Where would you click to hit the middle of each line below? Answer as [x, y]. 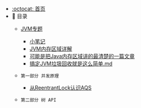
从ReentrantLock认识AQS [60, 88]
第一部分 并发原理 [40, 76]
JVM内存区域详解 [51, 49]
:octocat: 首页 [28, 9]
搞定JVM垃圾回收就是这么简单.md [71, 63]
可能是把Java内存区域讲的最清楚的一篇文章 [82, 56]
